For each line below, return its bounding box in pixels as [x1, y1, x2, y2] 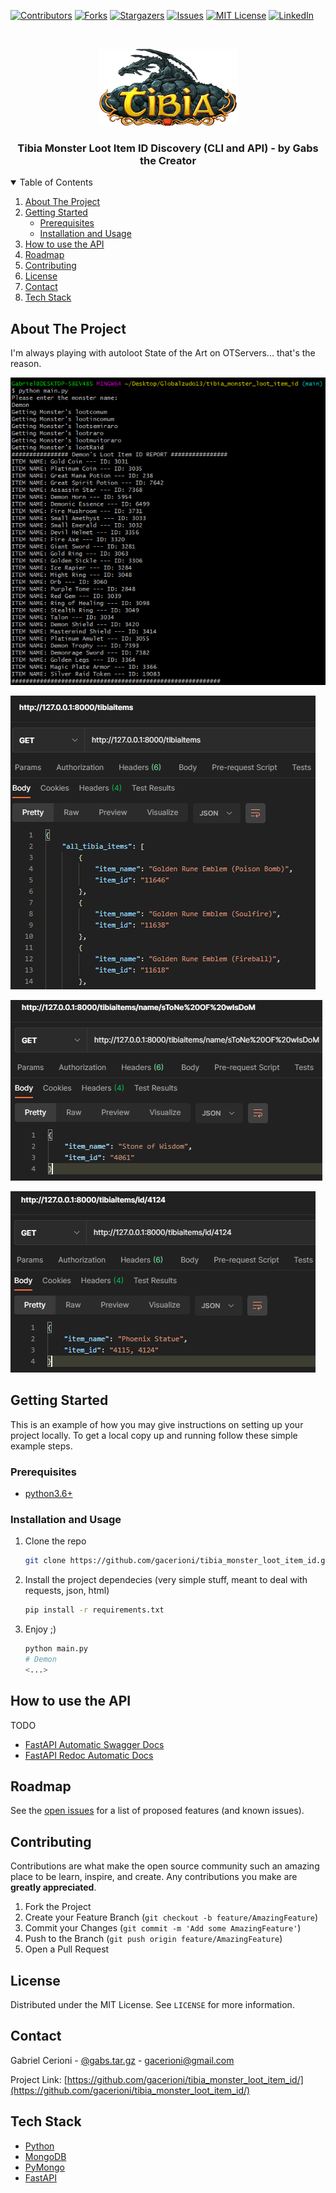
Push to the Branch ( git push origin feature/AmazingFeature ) [24, 1933, 283, 1945]
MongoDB [24, 2150, 67, 2162]
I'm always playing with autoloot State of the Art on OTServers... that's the [10, 347, 316, 359]
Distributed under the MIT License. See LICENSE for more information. [10, 1999, 295, 2010]
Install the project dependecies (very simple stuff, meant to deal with [24, 1574, 308, 1586]
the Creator [139, 153, 197, 167]
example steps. [10, 1440, 73, 1452]
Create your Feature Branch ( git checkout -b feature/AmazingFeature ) [24, 1911, 319, 1924]
